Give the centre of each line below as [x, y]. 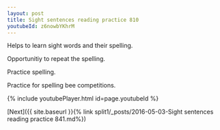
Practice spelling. [31, 72]
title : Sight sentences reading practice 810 [73, 20]
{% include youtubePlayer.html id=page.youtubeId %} [83, 99]
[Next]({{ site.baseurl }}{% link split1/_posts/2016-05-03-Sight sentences [110, 112]
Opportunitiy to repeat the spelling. [56, 59]
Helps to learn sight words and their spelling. [70, 46]
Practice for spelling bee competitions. [61, 86]
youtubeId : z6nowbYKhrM [41, 26]
